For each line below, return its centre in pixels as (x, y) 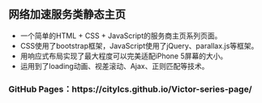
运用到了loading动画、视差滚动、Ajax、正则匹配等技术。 (114, 66)
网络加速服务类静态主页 (67, 15)
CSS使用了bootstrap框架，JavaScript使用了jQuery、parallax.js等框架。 (139, 45)
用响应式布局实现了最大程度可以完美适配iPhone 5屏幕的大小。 (124, 56)
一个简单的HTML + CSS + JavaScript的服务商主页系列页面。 (121, 36)
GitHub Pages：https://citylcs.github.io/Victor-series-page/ (131, 89)
